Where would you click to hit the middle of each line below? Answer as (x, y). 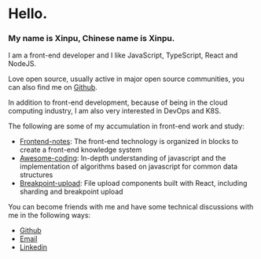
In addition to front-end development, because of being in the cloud (118, 102)
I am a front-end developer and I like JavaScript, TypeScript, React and (123, 55)
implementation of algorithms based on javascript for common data (129, 167)
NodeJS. (22, 64)
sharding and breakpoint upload (71, 192)
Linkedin (33, 247)
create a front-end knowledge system (81, 150)
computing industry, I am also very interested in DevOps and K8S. (115, 111)
